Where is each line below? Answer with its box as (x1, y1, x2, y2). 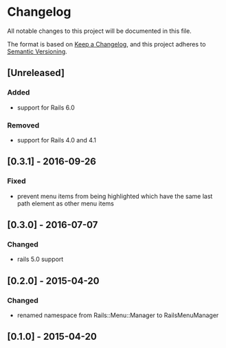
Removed (7, 121, 40, 130)
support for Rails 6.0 (16, 103, 76, 112)
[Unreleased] (7, 67, 65, 79)
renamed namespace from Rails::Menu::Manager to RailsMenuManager (16, 311, 219, 319)
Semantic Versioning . (7, 47, 67, 55)
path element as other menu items (16, 199, 115, 208)
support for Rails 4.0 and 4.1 (16, 136, 97, 144)
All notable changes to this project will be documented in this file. (7, 27, 192, 35)
